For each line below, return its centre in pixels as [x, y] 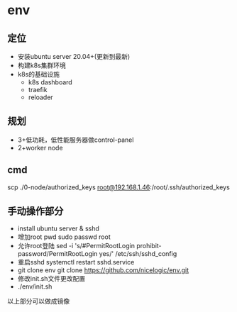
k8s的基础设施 [39, 74]
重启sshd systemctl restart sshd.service [76, 262]
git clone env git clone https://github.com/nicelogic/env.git [103, 270]
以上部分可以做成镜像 [38, 301]
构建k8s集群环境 [42, 65]
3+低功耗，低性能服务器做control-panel [76, 140]
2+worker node [40, 147]
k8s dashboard [50, 82]
